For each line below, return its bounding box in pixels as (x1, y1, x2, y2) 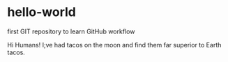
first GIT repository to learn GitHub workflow (7, 27, 135, 36)
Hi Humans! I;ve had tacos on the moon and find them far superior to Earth (7, 40, 222, 49)
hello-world (7, 4, 77, 20)
